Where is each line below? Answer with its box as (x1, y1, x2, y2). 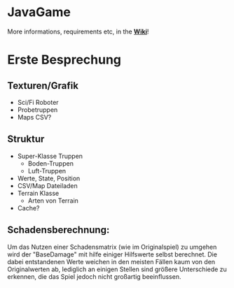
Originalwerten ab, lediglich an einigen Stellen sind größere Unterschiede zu (7, 265, 228, 273)
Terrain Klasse (17, 189, 60, 197)
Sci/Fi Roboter (17, 98, 59, 106)
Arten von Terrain (27, 196, 79, 205)
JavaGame (7, 4, 71, 20)
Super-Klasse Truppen (17, 152, 83, 160)
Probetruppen (17, 106, 58, 114)
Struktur (7, 134, 45, 145)
